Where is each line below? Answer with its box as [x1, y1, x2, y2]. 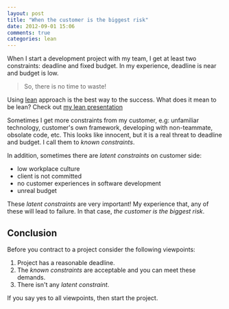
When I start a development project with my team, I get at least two [7, 54, 197, 62]
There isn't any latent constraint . [16, 280, 110, 288]
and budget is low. [7, 69, 60, 78]
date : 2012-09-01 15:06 [7, 23, 75, 30]
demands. [16, 273, 46, 282]
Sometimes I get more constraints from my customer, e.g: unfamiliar [7, 116, 200, 124]
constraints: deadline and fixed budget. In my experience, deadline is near [7, 62, 217, 70]
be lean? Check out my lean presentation [7, 103, 123, 111]
